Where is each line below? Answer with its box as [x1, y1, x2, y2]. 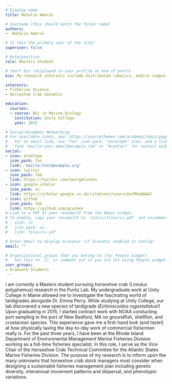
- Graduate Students [5, 267, 50, 272]
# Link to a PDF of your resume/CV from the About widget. [5, 211, 134, 216]
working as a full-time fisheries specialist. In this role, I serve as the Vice [5, 341, 158, 347]
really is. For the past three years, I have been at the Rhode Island [5, 330, 144, 336]
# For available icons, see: [5, 134, 68, 139]
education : [5, 101, 29, 107]
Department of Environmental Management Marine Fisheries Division [5, 335, 151, 341]
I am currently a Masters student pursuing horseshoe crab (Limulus [5, 281, 147, 287]
